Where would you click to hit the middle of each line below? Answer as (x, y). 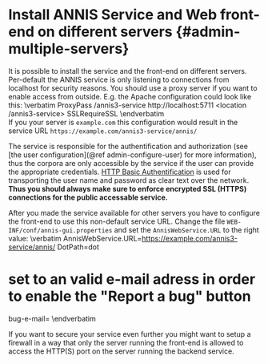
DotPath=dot (78, 247)
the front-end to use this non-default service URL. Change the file (117, 221)
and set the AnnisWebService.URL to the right (187, 229)
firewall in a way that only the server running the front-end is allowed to (126, 342)
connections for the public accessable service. (88, 197)
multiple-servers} (69, 49)
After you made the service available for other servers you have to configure (134, 212)
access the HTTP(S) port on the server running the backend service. (121, 351)
